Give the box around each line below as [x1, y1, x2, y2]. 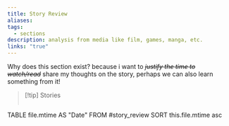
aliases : [7, 17, 33, 24]
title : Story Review [7, 10, 68, 18]
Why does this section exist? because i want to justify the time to [7, 63, 196, 70]
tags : [7, 23, 23, 30]
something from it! [7, 77, 61, 85]
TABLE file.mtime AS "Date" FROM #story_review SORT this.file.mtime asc [7, 111, 223, 119]
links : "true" [7, 43, 49, 50]
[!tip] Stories [24, 91, 61, 99]
